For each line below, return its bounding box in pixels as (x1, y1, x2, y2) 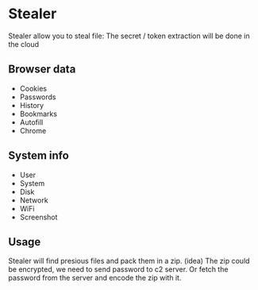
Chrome (19, 126, 47, 135)
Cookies (19, 83, 48, 93)
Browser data (8, 63, 76, 76)
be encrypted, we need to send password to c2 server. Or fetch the (8, 265, 229, 274)
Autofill (19, 117, 44, 127)
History (19, 100, 44, 110)
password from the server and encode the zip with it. (8, 273, 182, 283)
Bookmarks (19, 109, 58, 118)
